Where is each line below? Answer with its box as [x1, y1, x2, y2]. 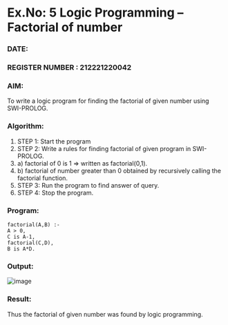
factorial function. [17, 174, 68, 182]
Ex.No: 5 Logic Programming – [7, 5, 184, 21]
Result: [7, 295, 32, 304]
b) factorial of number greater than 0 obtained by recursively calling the [17, 166, 221, 175]
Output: [7, 261, 34, 270]
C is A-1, [7, 233, 36, 240]
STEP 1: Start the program [17, 137, 91, 146]
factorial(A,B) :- [7, 221, 60, 228]
